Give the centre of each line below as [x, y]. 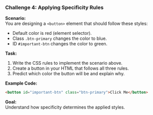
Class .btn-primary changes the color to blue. [60, 38]
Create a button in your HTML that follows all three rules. [71, 68]
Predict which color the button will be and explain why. [69, 74]
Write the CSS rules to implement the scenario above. [67, 63]
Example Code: [21, 83]
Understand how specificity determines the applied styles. [65, 107]
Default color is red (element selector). [52, 33]
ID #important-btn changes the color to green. [60, 44]
